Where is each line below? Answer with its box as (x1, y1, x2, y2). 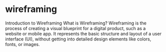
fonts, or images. (5, 41, 40, 47)
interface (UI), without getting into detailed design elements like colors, (5, 36, 151, 42)
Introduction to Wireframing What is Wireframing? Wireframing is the (5, 20, 146, 26)
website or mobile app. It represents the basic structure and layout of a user (5, 30, 161, 36)
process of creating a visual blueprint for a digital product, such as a (5, 25, 146, 31)
